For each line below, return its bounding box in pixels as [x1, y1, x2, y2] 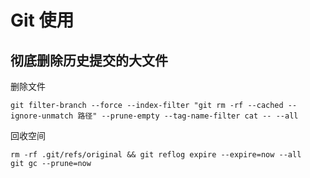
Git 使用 [10, 9, 75, 32]
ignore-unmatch [10, 111, 74, 121]
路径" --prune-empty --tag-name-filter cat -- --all [77, 111, 299, 121]
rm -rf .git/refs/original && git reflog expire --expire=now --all [10, 150, 302, 160]
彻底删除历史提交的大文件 [10, 52, 168, 69]
